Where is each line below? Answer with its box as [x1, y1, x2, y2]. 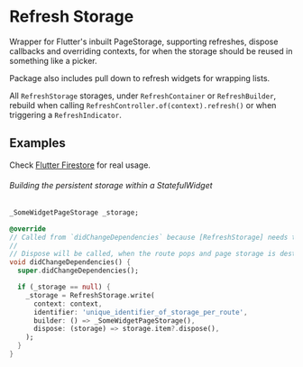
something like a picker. [9, 55, 97, 66]
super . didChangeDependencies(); [17, 266, 140, 276]
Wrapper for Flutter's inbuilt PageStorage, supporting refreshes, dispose [9, 36, 279, 47]
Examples [9, 135, 66, 151]
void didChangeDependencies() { [9, 258, 131, 267]
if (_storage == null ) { [17, 282, 111, 292]
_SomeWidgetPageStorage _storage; [9, 207, 140, 217]
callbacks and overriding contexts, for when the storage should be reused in [9, 45, 293, 56]
